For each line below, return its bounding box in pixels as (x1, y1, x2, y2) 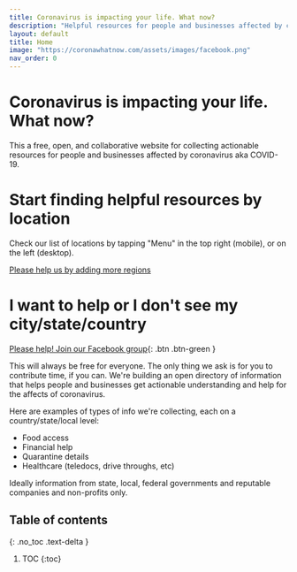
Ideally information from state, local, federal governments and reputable (9, 477, 271, 488)
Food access (21, 432, 69, 443)
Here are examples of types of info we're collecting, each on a (9, 406, 236, 416)
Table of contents (9, 513, 108, 528)
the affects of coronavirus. (9, 388, 106, 399)
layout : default (9, 29, 69, 38)
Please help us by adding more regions (9, 264, 152, 275)
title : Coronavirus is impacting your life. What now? (9, 12, 216, 22)
